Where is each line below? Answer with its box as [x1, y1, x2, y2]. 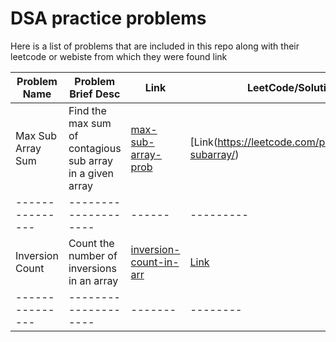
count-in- [130, 255, 180, 269]
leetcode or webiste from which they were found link [10, 50, 228, 62]
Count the [68, 236, 115, 250]
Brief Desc [69, 87, 121, 101]
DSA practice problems [10, 7, 207, 30]
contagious [68, 141, 122, 155]
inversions [68, 261, 117, 275]
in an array [68, 273, 119, 287]
